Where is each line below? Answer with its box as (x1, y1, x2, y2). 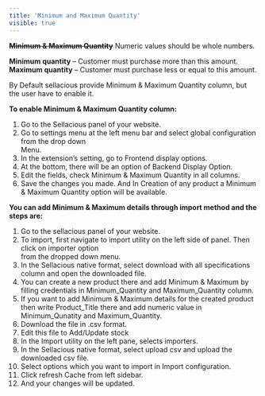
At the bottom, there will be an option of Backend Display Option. (20, 161, 233, 171)
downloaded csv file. (20, 353, 90, 363)
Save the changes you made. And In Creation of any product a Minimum (20, 178, 256, 188)
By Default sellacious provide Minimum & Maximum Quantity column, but (9, 80, 248, 90)
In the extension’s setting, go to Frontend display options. (20, 153, 208, 163)
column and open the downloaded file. (20, 268, 147, 278)
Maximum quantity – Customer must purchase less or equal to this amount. (9, 64, 257, 74)
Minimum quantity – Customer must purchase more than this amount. (9, 56, 239, 66)
